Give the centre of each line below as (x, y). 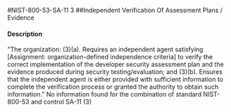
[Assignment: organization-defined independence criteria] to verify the (110, 57)
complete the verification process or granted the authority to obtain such (113, 87)
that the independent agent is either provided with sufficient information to (115, 80)
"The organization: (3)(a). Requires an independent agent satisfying (105, 49)
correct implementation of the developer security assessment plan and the (115, 64)
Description (25, 34)
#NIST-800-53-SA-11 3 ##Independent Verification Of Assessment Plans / (115, 10)
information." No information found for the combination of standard (105, 94)
